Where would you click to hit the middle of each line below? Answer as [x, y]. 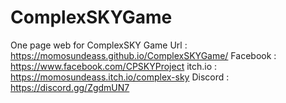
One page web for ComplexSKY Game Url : [99, 45]
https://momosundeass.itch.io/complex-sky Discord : [120, 77]
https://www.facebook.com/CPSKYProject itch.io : [114, 66]
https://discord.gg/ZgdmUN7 [70, 87]
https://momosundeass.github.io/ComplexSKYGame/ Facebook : [143, 55]
